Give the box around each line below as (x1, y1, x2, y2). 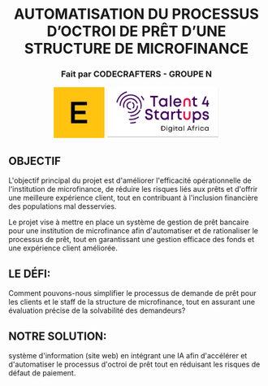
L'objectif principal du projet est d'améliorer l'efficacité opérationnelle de (8, 176, 252, 185)
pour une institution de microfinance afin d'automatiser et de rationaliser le (8, 226, 258, 236)
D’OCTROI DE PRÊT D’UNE (46, 22, 227, 41)
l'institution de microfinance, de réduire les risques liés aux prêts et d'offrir (8, 184, 258, 194)
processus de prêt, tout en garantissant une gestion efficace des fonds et (8, 235, 254, 245)
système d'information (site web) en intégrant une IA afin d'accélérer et (8, 350, 248, 360)
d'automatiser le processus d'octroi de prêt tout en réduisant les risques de (8, 359, 261, 369)
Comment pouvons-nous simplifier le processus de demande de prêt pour (8, 288, 257, 298)
